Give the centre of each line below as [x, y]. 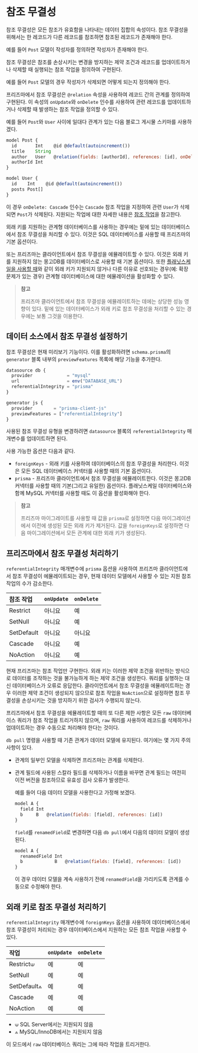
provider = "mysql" [51, 376]
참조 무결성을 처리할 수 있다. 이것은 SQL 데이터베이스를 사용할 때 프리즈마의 [103, 234]
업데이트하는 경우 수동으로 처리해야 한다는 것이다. [63, 728]
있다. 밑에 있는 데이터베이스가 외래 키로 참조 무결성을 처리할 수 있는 [108, 309]
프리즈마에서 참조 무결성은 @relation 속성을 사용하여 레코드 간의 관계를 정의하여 [98, 94]
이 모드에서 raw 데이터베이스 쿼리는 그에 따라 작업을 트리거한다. [78, 1044]
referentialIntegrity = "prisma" [52, 387]
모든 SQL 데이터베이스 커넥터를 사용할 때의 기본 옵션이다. [87, 471]
